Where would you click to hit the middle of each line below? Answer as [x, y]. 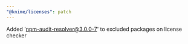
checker [17, 35]
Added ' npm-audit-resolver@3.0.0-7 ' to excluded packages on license [94, 29]
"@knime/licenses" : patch [39, 12]
